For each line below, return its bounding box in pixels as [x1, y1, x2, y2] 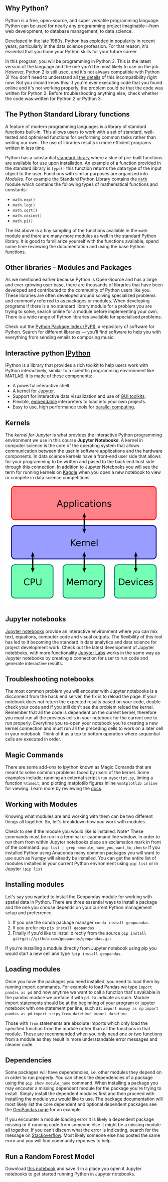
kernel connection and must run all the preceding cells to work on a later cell [5, 725, 163, 731]
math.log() [12, 202, 36, 207]
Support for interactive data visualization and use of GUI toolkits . [12, 393, 146, 399]
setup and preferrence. [5, 909, 53, 916]
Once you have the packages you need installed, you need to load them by [5, 978, 160, 984]
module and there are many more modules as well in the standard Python [5, 233, 156, 239]
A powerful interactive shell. [12, 383, 71, 389]
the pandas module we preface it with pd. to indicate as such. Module [5, 994, 149, 1000]
